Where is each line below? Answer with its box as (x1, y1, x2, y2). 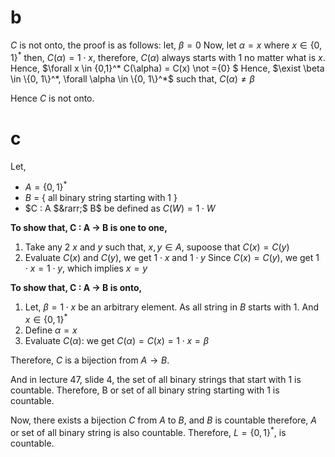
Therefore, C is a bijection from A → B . (10, 354, 170, 366)
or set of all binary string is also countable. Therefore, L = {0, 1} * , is (10, 424, 287, 438)
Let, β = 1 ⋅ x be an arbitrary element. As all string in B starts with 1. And (24, 301, 320, 313)
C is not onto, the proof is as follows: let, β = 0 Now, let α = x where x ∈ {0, (10, 39, 323, 51)
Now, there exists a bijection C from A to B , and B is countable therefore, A (10, 414, 317, 426)
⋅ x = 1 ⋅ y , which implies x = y (24, 262, 148, 275)
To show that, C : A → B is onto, (10, 282, 143, 294)
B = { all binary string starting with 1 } (24, 192, 178, 204)
